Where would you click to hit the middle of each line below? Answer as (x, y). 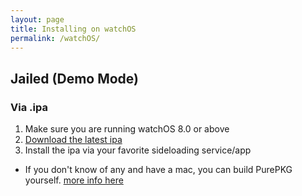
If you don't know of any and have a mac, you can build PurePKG (158, 170)
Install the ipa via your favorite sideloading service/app (138, 150)
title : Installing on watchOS (73, 29)
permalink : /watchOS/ (55, 38)
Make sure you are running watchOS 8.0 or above (127, 129)
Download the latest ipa (73, 140)
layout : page (37, 19)
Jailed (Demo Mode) (75, 78)
